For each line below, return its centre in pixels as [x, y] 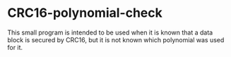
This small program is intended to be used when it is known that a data [110, 32]
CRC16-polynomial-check [85, 13]
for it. [15, 47]
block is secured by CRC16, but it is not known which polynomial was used [116, 39]
